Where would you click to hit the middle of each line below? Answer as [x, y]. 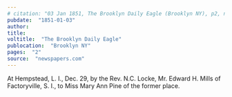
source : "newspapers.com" [46, 59]
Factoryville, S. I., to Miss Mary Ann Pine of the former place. [94, 86]
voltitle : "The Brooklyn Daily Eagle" [65, 39]
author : [18, 26]
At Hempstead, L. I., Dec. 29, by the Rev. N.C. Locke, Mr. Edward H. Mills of [114, 78]
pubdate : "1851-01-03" [41, 20]
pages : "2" [24, 53]
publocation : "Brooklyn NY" [49, 46]
